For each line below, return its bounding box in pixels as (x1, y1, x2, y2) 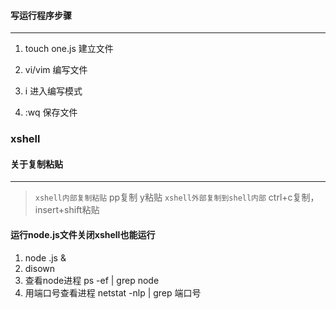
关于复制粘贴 (10, 158, 63, 170)
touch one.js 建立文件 (24, 43, 114, 55)
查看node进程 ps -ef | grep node (24, 274, 160, 286)
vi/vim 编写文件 (24, 64, 88, 76)
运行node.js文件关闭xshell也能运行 (10, 228, 156, 240)
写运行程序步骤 (10, 9, 72, 21)
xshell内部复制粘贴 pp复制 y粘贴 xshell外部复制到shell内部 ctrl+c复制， (34, 191, 320, 204)
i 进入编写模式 (24, 85, 83, 97)
